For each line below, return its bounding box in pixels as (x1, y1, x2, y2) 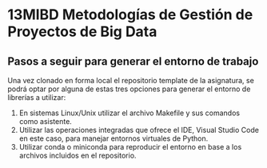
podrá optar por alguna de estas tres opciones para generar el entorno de (7, 84, 251, 94)
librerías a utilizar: (7, 93, 66, 102)
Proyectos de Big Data (7, 22, 157, 41)
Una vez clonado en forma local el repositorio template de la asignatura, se (7, 76, 255, 85)
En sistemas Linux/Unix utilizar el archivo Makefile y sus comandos (18, 108, 241, 118)
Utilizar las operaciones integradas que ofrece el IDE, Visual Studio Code (18, 126, 259, 134)
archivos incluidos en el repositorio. (18, 150, 137, 160)
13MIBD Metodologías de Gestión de (7, 6, 253, 24)
